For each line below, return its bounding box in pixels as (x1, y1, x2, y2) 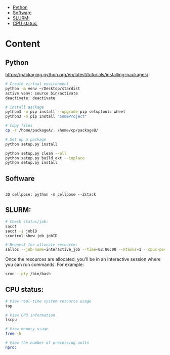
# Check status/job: (5, 219, 49, 224)
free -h (5, 331, 22, 336)
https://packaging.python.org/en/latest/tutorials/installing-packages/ (5, 72, 149, 77)
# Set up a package (5, 137, 47, 142)
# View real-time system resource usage (5, 298, 92, 304)
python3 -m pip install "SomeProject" (5, 114, 87, 119)
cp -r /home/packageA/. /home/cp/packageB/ (5, 128, 99, 133)
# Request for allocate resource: (5, 242, 78, 247)
